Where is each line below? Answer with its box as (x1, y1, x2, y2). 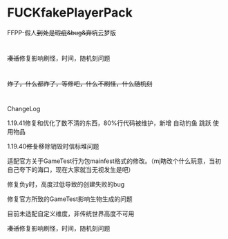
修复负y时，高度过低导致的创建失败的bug (7, 180, 125, 188)
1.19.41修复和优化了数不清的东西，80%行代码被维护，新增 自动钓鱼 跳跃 (7, 119, 212, 127)
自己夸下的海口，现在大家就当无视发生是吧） (7, 165, 135, 173)
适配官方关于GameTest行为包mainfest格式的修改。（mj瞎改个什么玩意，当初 (7, 157, 222, 165)
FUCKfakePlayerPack (7, 5, 133, 21)
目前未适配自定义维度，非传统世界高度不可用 (7, 209, 135, 218)
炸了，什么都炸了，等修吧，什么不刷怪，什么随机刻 (7, 79, 153, 88)
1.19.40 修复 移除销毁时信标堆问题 (7, 142, 99, 150)
